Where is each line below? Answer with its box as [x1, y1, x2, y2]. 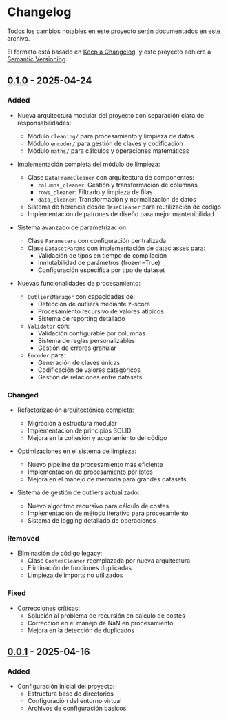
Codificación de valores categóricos [37, 366, 141, 374]
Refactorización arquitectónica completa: [17, 406, 134, 414]
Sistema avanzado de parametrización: [17, 223, 129, 231]
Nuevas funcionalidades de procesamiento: [17, 279, 141, 287]
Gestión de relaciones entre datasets [37, 373, 143, 381]
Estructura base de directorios [27, 689, 114, 698]
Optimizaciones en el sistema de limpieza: [17, 447, 136, 455]
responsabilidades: [17, 118, 72, 127]
